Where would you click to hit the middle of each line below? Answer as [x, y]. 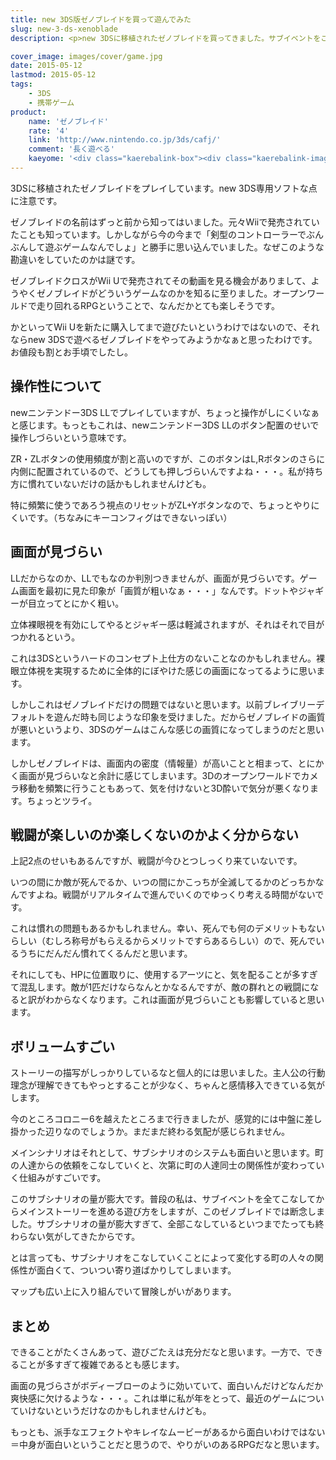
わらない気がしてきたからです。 [75, 1237]
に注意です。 [36, 200]
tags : [21, 84]
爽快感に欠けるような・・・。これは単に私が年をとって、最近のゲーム [154, 1398]
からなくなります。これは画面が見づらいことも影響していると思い [189, 1000]
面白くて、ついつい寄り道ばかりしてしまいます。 [136, 1270]
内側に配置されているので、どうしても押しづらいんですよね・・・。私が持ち [167, 471]
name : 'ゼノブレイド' [68, 121]
